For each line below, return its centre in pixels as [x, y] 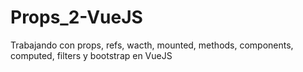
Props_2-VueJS [76, 17]
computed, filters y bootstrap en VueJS [91, 55]
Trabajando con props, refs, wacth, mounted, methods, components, [152, 45]
